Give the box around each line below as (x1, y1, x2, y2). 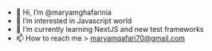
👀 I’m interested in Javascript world (15, 16, 132, 25)
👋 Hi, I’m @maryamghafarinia (15, 8, 112, 17)
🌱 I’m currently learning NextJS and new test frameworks (15, 25, 204, 33)
